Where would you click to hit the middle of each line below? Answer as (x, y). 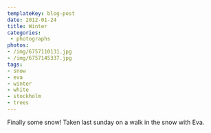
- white (18, 90)
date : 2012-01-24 (32, 20)
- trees (18, 103)
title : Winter (27, 26)
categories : (24, 33)
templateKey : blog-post (41, 13)
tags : (15, 64)
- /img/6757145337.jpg (40, 58)
